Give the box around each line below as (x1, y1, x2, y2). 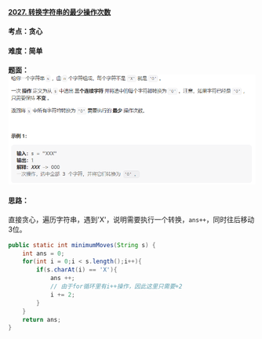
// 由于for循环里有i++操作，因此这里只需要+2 (49, 282, 183, 290)
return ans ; (22, 315, 61, 323)
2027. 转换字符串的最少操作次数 (8, 7, 111, 16)
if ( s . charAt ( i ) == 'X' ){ (36, 266, 118, 274)
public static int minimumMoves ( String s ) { (8, 241, 156, 249)
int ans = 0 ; (22, 250, 65, 257)
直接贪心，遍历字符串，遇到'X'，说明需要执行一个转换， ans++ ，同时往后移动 (8, 214, 255, 224)
